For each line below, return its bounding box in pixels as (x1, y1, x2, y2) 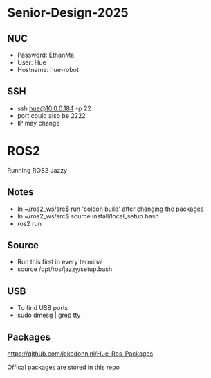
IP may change (17, 119, 60, 127)
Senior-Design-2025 (7, 5, 129, 21)
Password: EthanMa (17, 51, 75, 59)
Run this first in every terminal (17, 258, 103, 266)
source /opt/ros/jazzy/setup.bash (17, 265, 113, 273)
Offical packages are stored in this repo (7, 363, 120, 371)
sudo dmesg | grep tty (17, 311, 81, 320)
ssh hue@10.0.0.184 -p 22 (17, 104, 91, 112)
